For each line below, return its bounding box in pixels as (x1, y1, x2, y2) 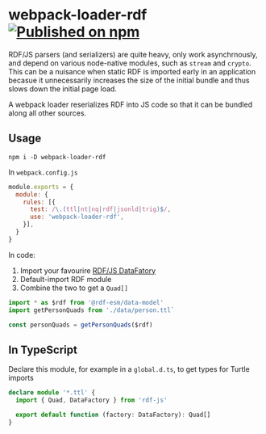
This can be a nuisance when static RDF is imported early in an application (8, 66, 256, 76)
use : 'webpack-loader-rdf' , (29, 213, 125, 221)
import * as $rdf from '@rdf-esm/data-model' (8, 298, 164, 306)
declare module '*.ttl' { (8, 389, 95, 397)
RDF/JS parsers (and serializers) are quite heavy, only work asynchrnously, (8, 49, 258, 59)
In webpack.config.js (8, 167, 78, 177)
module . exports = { (8, 183, 74, 191)
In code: (8, 250, 36, 259)
